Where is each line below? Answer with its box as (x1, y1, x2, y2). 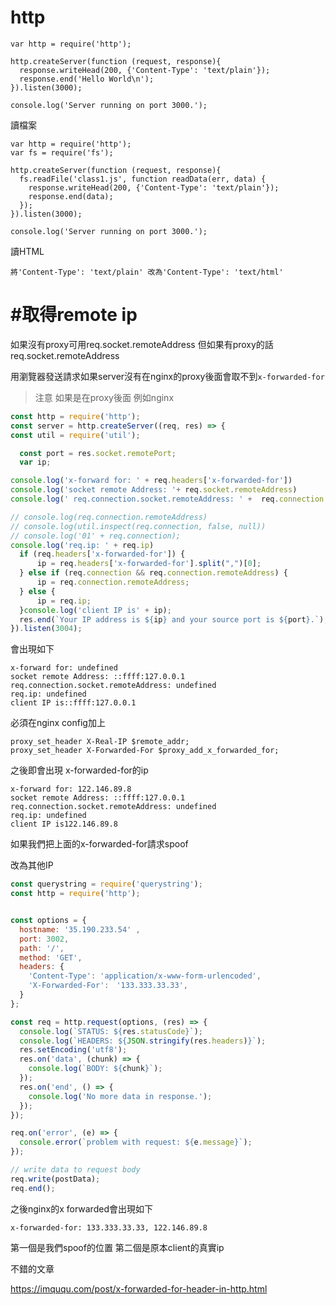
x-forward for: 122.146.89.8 (10, 784, 132, 795)
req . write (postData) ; (10, 1174, 101, 1184)
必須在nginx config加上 (10, 717, 106, 729)
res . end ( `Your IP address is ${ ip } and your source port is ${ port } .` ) (19, 614, 325, 625)
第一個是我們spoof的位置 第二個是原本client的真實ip (10, 1241, 225, 1253)
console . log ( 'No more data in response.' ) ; (28, 1091, 213, 1101)
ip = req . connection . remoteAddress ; (36, 577, 190, 587)
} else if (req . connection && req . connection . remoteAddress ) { (19, 568, 288, 578)
